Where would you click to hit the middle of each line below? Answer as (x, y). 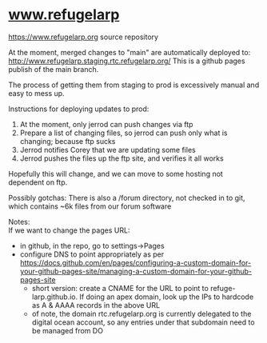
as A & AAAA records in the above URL (96, 305)
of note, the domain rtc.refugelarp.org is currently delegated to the (141, 313)
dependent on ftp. (38, 182)
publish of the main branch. (54, 69)
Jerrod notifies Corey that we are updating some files (108, 150)
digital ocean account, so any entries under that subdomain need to (143, 322)
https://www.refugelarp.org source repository (83, 37)
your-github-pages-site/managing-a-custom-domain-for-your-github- (136, 271)
